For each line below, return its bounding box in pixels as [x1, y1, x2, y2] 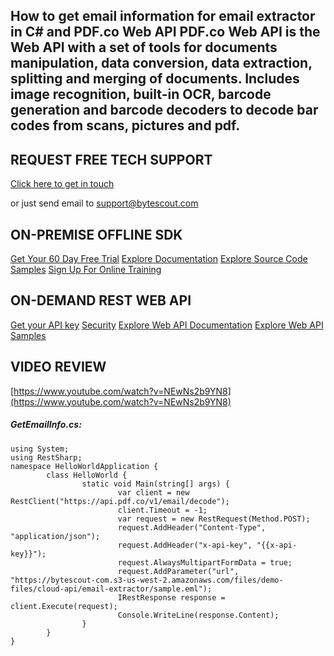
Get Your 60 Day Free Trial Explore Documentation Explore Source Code [10, 253, 308, 265]
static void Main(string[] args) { [81, 479, 230, 489]
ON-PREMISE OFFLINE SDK [10, 226, 183, 243]
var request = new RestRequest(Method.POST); [117, 514, 311, 524]
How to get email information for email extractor [10, 8, 316, 25]
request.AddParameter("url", [117, 566, 240, 576]
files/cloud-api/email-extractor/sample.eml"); [10, 584, 213, 594]
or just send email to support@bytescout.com [10, 197, 199, 209]
